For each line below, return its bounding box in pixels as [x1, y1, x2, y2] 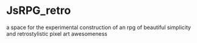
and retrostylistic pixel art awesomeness [6, 30, 108, 37]
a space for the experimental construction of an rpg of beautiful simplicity [6, 24, 192, 31]
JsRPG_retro [6, 4, 71, 18]
